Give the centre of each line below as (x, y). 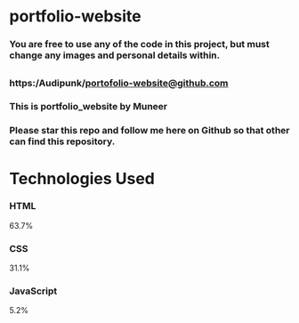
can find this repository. (62, 141)
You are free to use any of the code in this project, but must (139, 44)
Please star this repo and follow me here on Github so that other (149, 131)
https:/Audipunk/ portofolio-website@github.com (119, 83)
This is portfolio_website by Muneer (89, 107)
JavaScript (33, 291)
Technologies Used (82, 178)
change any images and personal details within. (115, 55)
